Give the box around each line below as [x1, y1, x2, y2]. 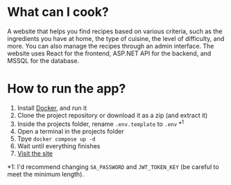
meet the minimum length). [7, 170, 85, 178]
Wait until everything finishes [17, 141, 101, 150]
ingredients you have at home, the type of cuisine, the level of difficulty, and [7, 34, 225, 42]
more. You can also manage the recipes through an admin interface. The [7, 42, 214, 50]
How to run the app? [7, 81, 126, 97]
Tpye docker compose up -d [17, 134, 96, 143]
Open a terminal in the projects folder [17, 127, 124, 135]
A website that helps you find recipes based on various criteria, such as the [7, 27, 223, 35]
